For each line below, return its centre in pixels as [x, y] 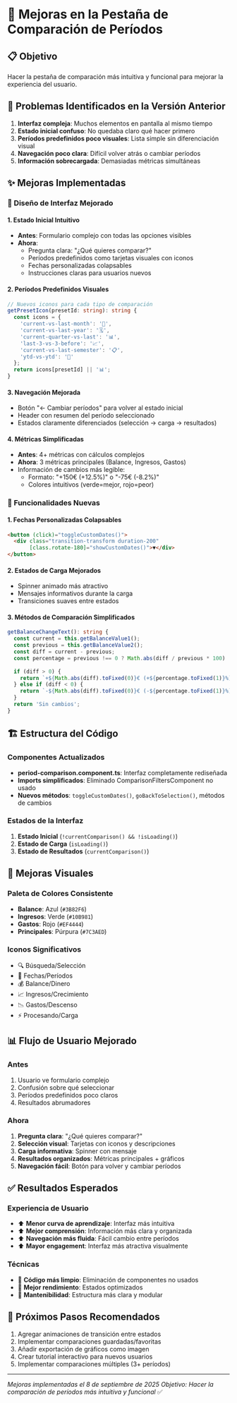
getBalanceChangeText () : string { [58, 632]
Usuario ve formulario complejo [63, 1080]
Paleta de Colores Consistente [60, 894]
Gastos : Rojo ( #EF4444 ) [50, 924]
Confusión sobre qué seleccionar [66, 1087]
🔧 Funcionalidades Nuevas [54, 503]
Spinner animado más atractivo [63, 586]
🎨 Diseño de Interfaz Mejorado [60, 203]
